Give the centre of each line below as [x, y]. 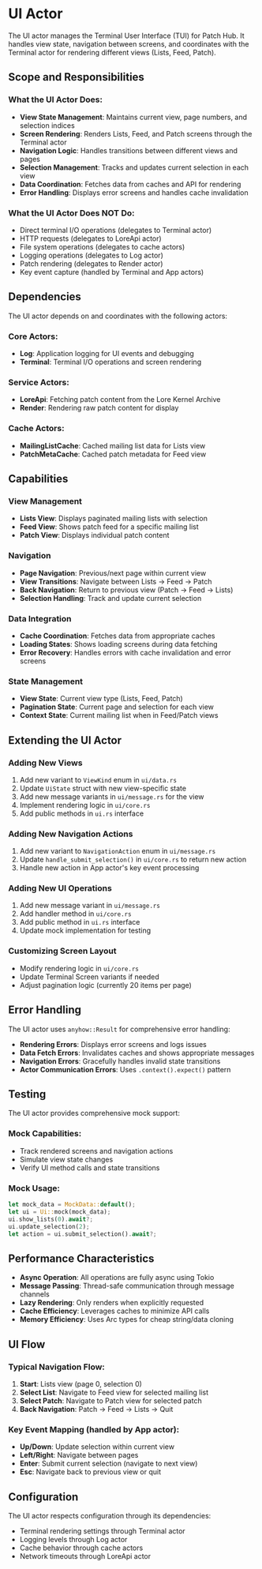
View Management [45, 501]
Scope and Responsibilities [76, 77]
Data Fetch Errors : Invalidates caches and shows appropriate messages [137, 1053]
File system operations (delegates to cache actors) [102, 246]
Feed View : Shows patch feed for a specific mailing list [109, 527]
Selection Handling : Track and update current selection [110, 598]
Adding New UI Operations [60, 888]
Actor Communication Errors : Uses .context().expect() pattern [125, 1069]
